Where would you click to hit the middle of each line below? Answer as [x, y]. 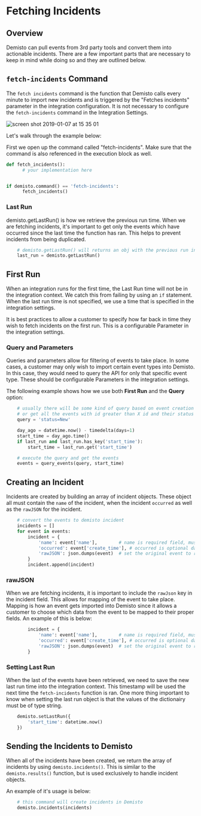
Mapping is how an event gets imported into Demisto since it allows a [92, 606]
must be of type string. [34, 705]
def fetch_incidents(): [36, 165]
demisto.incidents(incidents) [55, 808]
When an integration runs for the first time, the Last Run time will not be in [97, 289]
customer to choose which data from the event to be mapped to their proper [100, 612]
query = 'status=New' [44, 420]
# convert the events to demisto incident [71, 520]
